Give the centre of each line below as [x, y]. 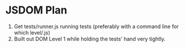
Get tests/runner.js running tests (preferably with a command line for [96, 26]
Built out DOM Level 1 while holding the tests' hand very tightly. [90, 39]
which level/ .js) [32, 32]
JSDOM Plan [36, 10]
